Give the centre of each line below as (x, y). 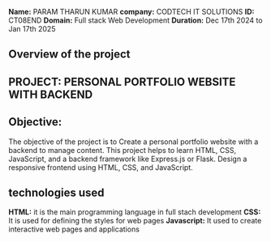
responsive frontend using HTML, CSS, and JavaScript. (101, 167)
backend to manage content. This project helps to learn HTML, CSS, (123, 150)
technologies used (56, 192)
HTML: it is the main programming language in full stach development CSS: (135, 212)
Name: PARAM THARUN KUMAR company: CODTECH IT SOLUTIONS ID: (131, 12)
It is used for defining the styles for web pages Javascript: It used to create (135, 221)
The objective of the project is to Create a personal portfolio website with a (133, 142)
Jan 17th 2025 (32, 29)
